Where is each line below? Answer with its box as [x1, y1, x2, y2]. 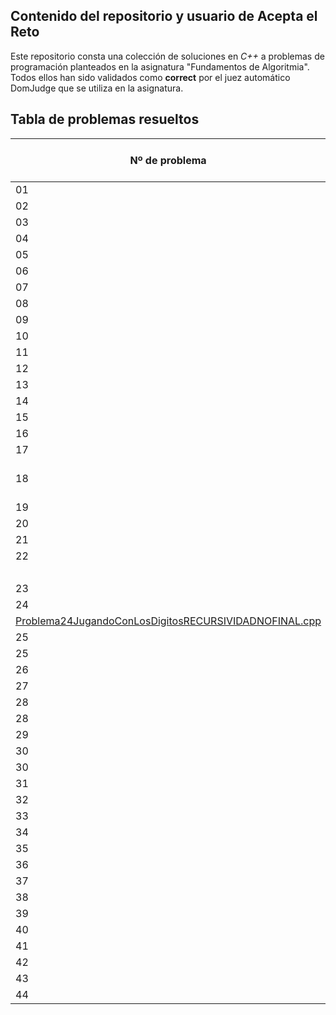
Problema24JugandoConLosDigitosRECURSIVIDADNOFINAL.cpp [15, 614, 322, 628]
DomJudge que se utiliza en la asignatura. [10, 82, 184, 94]
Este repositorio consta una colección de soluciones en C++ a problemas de [10, 50, 325, 62]
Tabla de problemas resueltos [10, 111, 200, 128]
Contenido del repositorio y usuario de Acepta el [10, 8, 318, 25]
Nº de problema [129, 153, 207, 167]
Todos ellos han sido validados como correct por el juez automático [10, 71, 291, 83]
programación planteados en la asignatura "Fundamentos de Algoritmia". [10, 60, 310, 73]
